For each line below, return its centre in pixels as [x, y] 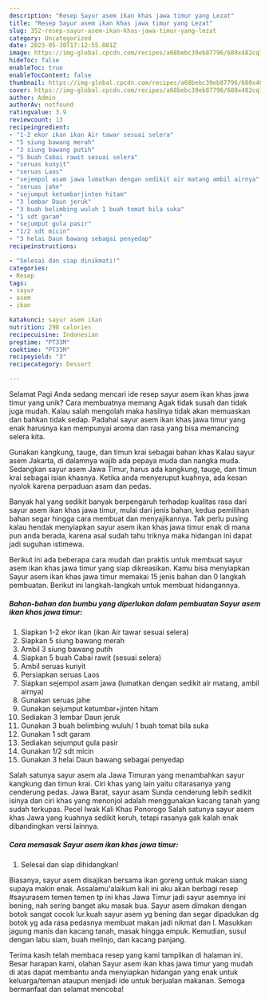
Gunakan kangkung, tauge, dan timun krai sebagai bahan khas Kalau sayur [132, 452]
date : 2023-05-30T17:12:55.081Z [63, 46]
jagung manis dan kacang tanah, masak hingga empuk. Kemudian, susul [128, 931]
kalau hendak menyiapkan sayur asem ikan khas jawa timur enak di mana [130, 527]
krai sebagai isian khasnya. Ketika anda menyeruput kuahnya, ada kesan [128, 478]
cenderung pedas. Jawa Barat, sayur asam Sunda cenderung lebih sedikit [131, 792]
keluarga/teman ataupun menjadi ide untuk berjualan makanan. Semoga [127, 980]
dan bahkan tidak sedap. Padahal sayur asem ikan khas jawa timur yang [127, 420]
